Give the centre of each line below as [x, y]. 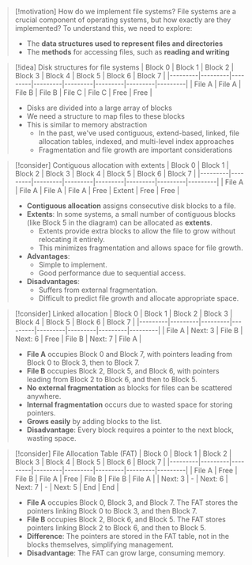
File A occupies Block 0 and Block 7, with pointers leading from [129, 354]
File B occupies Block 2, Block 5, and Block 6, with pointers [123, 371]
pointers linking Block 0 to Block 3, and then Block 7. [112, 511]
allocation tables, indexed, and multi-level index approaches [136, 141]
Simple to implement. [73, 265]
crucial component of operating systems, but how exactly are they [123, 20]
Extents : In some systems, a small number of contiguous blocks [131, 214]
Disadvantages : [53, 281]
